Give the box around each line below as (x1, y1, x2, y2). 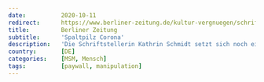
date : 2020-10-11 (8, 11, 97, 20)
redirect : (8, 19, 41, 27)
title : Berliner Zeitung (8, 26, 118, 34)
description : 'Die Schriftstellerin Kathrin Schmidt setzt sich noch (8, 41, 247, 48)
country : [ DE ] (8, 48, 76, 55)
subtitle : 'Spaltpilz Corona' (8, 33, 125, 41)
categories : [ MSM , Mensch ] (8, 55, 108, 63)
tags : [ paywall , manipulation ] (8, 62, 143, 70)
